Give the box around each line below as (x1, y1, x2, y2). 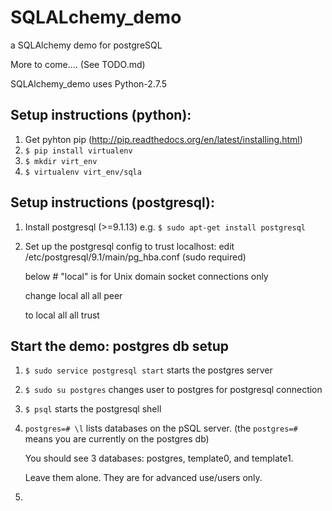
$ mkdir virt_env (24, 156, 98, 166)
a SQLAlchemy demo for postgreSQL (10, 39, 163, 51)
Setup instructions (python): (10, 107, 192, 124)
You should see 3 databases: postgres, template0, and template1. (24, 452, 294, 465)
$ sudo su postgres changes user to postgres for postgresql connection (24, 384, 323, 396)
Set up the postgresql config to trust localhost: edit (24, 240, 235, 252)
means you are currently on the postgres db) (24, 433, 210, 445)
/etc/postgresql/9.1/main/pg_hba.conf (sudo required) (24, 251, 247, 263)
